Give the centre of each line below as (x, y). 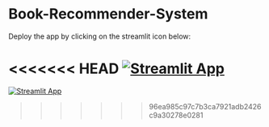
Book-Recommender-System (108, 14)
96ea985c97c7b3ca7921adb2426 (205, 106)
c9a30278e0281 (176, 115)
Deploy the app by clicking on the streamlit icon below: (100, 36)
